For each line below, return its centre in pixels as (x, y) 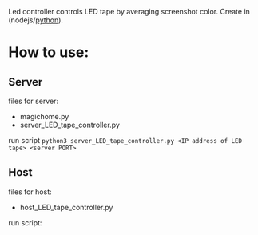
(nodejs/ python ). (36, 20)
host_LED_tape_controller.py (66, 207)
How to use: (49, 52)
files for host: (30, 192)
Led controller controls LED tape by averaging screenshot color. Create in (129, 12)
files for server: (33, 101)
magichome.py (44, 116)
